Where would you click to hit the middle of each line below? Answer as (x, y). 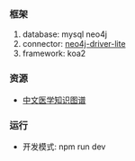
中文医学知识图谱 (54, 100)
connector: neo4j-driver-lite (74, 44)
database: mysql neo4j (65, 34)
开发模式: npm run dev (64, 147)
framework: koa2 (54, 54)
